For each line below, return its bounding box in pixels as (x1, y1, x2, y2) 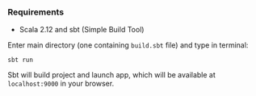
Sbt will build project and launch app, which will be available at (7, 70, 216, 80)
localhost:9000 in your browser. (7, 79, 115, 89)
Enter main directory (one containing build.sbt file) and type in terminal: (7, 40, 249, 50)
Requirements (7, 6, 65, 18)
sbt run (7, 56, 34, 65)
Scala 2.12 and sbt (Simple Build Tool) (19, 25, 145, 35)
